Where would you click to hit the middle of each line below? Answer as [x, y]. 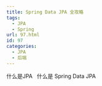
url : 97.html [23, 35]
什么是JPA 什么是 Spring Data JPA [51, 76]
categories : [22, 47]
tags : [13, 18]
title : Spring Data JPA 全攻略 [45, 12]
